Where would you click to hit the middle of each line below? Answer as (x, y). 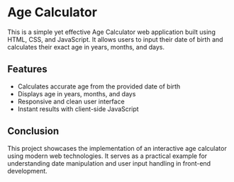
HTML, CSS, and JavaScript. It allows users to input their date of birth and (115, 39)
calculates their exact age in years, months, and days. (86, 47)
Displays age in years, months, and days (77, 93)
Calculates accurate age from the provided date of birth (99, 86)
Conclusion (33, 131)
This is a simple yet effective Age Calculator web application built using (112, 32)
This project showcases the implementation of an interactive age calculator (117, 148)
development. (27, 171)
